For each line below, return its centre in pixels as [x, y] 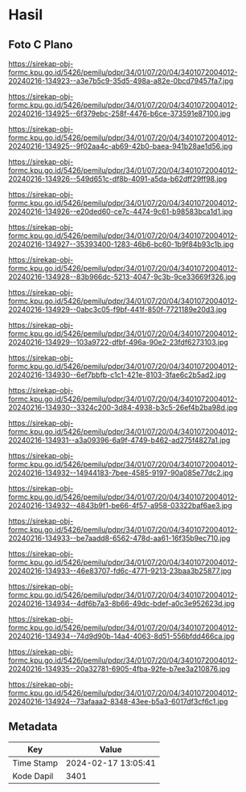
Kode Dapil [33, 776]
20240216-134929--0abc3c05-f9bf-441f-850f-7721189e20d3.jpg [118, 310]
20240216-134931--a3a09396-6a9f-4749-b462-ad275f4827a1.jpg [119, 440]
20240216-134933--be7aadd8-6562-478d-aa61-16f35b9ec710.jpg [119, 538]
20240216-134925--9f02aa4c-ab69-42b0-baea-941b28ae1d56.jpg [121, 146]
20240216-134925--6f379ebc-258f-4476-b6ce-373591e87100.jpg [119, 113]
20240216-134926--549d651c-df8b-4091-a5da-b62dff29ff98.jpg [118, 179]
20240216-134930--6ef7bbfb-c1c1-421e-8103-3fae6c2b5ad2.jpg [117, 375]
